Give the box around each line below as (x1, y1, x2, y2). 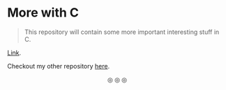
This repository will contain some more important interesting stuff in (24, 28, 220, 36)
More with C (7, 5, 79, 21)
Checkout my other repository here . (7, 62, 110, 70)
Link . (7, 48, 22, 57)
